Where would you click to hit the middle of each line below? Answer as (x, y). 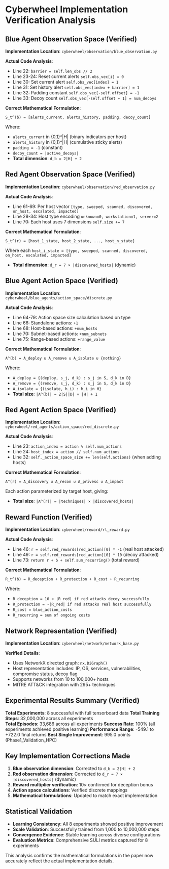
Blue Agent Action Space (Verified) (62, 281)
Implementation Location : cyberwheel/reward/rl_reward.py (68, 529)
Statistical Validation (39, 812)
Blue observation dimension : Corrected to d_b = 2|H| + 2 (74, 768)
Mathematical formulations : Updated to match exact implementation (85, 795)
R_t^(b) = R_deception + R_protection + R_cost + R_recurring (72, 579)
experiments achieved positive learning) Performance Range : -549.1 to (80, 729)
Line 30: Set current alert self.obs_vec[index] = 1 (65, 82)
